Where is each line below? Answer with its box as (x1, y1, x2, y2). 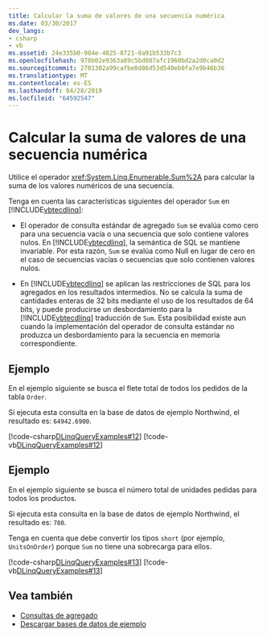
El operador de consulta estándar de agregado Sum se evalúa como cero (19, 220, 259, 230)
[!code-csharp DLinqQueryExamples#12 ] (8, 432, 142, 441)
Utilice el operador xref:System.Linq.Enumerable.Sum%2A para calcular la (8, 172, 255, 182)
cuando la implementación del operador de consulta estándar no (19, 322, 235, 331)
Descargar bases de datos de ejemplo (19, 619, 146, 628)
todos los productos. (8, 493, 77, 503)
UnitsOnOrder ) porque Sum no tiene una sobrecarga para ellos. (8, 541, 212, 551)
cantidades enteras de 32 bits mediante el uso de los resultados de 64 (19, 296, 254, 306)
